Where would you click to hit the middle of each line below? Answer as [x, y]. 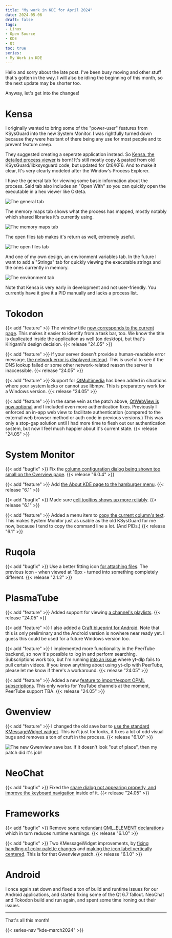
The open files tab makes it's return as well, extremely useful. [70, 237]
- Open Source [20, 34]
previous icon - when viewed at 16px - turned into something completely [82, 572]
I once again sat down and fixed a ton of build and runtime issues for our [82, 889]
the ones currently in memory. [37, 268]
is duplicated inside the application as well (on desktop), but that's [75, 339]
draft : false [19, 19]
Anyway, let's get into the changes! [42, 93]
